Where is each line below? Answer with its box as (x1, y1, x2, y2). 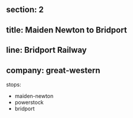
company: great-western (6, 65, 100, 75)
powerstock (14, 98, 44, 106)
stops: (6, 81, 22, 88)
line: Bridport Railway (6, 45, 87, 55)
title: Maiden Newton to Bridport (6, 25, 127, 35)
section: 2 (6, 5, 44, 15)
